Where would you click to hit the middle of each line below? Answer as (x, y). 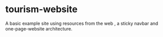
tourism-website (41, 9)
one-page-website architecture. (39, 28)
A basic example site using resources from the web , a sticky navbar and (82, 23)
